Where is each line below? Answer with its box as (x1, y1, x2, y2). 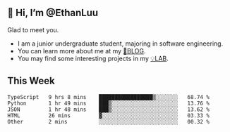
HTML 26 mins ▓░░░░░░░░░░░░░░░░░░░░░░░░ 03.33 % (7, 112, 210, 119)
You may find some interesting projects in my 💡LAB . (17, 54, 169, 62)
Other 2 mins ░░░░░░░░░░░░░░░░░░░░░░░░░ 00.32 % (7, 118, 210, 125)
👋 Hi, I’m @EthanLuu (7, 7, 99, 19)
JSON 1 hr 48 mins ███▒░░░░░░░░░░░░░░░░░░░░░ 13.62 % (7, 106, 210, 113)
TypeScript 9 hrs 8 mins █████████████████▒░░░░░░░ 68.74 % (7, 93, 210, 100)
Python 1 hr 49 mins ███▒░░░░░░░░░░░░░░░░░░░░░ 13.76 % (7, 100, 210, 107)
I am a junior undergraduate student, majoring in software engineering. (17, 39, 224, 48)
